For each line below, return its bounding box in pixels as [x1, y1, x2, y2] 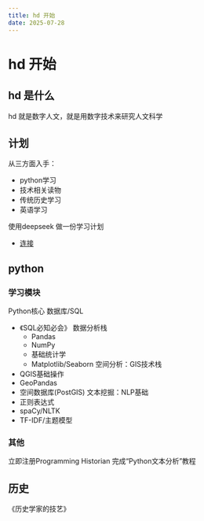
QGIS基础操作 [19, 369, 64, 379]
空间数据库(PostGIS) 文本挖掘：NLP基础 [19, 387, 149, 397]
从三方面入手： [8, 159, 56, 168]
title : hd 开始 [8, 11, 56, 20]
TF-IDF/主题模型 [19, 416, 73, 425]
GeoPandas [19, 379, 57, 387]
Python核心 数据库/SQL [8, 306, 84, 316]
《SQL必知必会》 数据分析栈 [19, 323, 107, 332]
